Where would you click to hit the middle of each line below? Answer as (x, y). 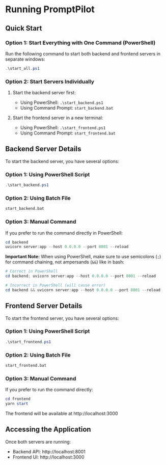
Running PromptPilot (50, 9)
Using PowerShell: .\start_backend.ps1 (62, 102)
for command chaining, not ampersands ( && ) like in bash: (65, 262)
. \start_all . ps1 (22, 68)
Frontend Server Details (44, 306)
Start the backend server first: (44, 93)
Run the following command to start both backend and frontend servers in (83, 53)
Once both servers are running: (38, 442)
